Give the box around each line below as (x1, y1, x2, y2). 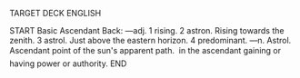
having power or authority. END (9, 58, 127, 69)
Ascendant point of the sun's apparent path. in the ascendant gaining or (9, 45, 282, 55)
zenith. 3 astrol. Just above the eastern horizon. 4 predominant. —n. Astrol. (9, 35, 292, 45)
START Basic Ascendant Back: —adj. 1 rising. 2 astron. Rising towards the (9, 25, 285, 35)
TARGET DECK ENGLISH (9, 8, 102, 18)
